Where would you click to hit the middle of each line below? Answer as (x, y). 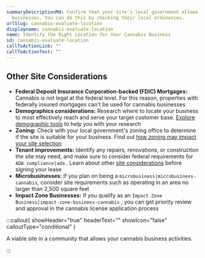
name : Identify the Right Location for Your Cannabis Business (89, 35)
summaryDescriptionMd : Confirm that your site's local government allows (102, 12)
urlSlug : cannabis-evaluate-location (54, 23)
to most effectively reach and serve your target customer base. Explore (105, 117)
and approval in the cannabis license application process (87, 208)
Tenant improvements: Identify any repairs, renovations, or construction (107, 150)
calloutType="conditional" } (41, 226)
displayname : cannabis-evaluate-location (60, 29)
